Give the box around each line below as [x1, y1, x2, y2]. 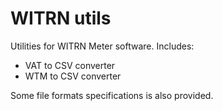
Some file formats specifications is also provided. [10, 89, 214, 101]
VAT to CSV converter [24, 59, 116, 71]
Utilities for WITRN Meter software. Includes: [10, 40, 195, 52]
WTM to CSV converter [24, 70, 122, 82]
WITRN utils [10, 7, 112, 30]
